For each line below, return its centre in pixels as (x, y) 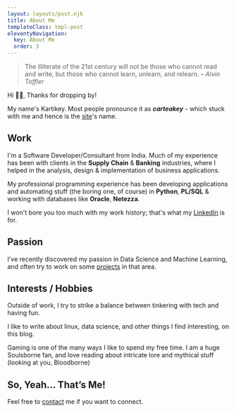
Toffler (34, 81)
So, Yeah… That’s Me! (56, 385)
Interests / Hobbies (50, 289)
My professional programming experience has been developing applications (118, 184)
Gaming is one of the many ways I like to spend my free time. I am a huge (114, 348)
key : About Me (34, 40)
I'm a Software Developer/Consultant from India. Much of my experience (113, 155)
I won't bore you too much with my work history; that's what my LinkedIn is (116, 212)
